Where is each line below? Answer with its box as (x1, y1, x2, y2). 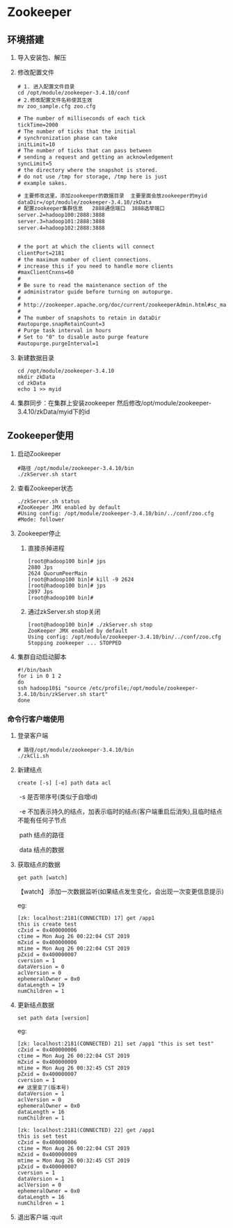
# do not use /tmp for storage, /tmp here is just (17, 173, 168, 180)
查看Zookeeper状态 (17, 484, 74, 492)
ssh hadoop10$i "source (17, 684, 87, 692)
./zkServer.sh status (17, 498, 80, 505)
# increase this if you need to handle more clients (17, 262, 174, 270)
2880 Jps (27, 564, 54, 571)
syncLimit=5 (17, 161, 52, 168)
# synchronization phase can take (17, 134, 118, 141)
